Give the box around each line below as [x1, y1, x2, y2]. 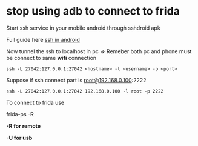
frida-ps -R [6, 110, 35, 118]
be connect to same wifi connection [6, 54, 97, 61]
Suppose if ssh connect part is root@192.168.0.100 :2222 [6, 76, 147, 84]
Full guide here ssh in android [6, 36, 80, 43]
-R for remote [6, 122, 41, 130]
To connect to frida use [6, 99, 65, 106]
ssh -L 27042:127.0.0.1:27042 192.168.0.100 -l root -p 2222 [6, 88, 164, 95]
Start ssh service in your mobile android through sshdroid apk [6, 24, 160, 32]
